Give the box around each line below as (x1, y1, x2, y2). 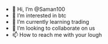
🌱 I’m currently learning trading (11, 18, 89, 25)
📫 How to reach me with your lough (11, 32, 103, 38)
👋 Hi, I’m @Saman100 (11, 6, 65, 12)
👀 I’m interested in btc (11, 12, 66, 19)
